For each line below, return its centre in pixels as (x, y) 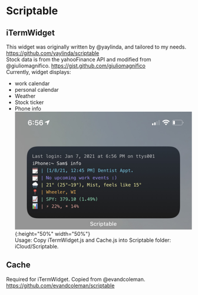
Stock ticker (29, 102)
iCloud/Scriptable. (37, 246)
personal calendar (37, 90)
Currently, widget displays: (39, 72)
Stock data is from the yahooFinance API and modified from (79, 59)
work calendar (32, 83)
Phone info (28, 108)
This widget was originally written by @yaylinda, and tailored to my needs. (96, 47)
